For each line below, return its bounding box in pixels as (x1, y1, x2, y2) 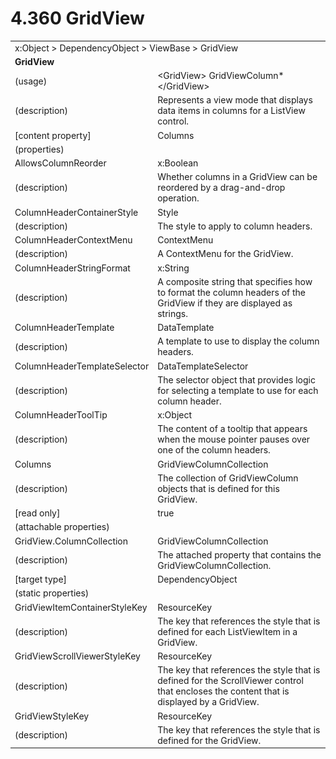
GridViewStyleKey (14, 710, 90, 722)
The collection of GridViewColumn (157, 472, 299, 484)
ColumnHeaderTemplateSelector (14, 360, 150, 372)
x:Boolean (157, 157, 199, 169)
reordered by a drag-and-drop (157, 182, 286, 194)
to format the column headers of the (157, 286, 307, 298)
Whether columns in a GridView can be (157, 171, 318, 183)
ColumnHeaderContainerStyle (14, 206, 139, 218)
